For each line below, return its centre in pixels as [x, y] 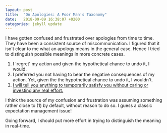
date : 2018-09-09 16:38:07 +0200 [43, 19]
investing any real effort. [38, 90]
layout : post [19, 10]
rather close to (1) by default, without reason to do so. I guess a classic [79, 105]
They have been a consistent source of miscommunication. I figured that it [82, 44]
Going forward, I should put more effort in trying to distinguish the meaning [83, 120]
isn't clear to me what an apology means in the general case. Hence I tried [82, 49]
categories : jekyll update [34, 24]
